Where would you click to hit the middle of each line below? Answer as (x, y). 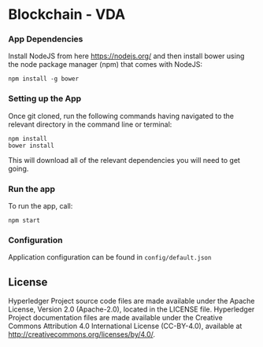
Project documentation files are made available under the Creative (115, 318)
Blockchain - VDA (67, 15)
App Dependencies (46, 39)
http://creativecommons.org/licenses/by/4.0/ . (82, 334)
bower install (31, 146)
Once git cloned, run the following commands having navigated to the (121, 116)
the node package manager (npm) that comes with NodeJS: (106, 65)
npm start (24, 221)
